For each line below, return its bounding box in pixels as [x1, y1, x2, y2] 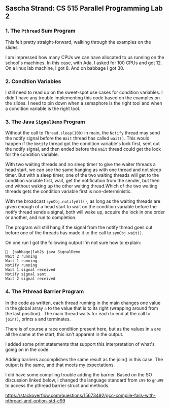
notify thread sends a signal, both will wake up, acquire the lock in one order [5, 209, 165, 215]
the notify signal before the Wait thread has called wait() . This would [5, 135, 150, 142]
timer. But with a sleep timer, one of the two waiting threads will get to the [5, 172, 159, 178]
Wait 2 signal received [5, 276, 56, 282]
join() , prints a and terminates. [5, 316, 71, 322]
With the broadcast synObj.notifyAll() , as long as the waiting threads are [5, 198, 161, 204]
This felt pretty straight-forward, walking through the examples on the [5, 39, 151, 45]
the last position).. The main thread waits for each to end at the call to [5, 310, 151, 316]
